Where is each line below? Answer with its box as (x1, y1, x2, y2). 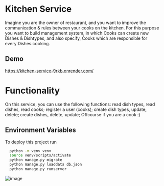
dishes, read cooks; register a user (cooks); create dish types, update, (5, 106, 147, 112)
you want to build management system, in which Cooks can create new (5, 30, 149, 36)
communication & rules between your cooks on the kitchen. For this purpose (5, 25, 159, 30)
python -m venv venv (9, 148, 51, 153)
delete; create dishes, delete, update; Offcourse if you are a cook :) (5, 111, 141, 117)
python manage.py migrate (9, 158, 63, 162)
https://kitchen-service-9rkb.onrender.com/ (5, 68, 94, 74)
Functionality (5, 85, 60, 96)
